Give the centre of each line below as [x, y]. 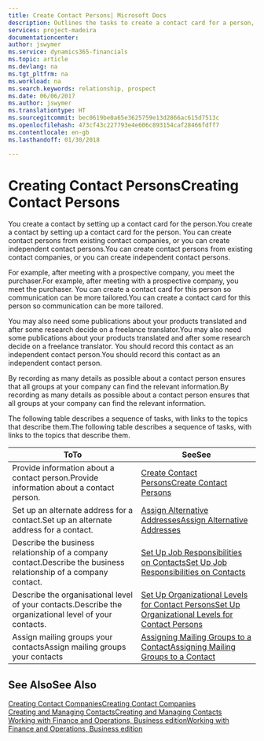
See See [196, 455]
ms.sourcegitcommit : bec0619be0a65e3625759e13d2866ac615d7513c [114, 118]
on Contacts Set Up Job [184, 562]
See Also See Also [52, 685]
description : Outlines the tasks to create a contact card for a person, [132, 23]
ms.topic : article [38, 60]
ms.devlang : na [33, 67]
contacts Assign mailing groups [69, 647]
